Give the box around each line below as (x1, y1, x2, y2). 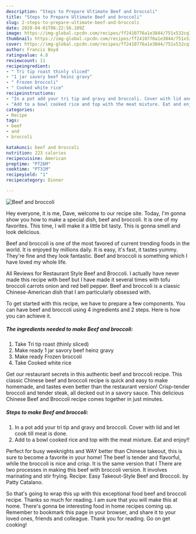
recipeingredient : (6, 63, 51, 69)
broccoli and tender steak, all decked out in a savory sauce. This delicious (6, 389, 184, 396)
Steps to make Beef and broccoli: (6, 409, 89, 416)
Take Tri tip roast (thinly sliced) (14, 341, 89, 348)
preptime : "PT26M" (6, 161, 51, 167)
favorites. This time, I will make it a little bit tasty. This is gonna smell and (6, 222, 181, 229)
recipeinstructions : (6, 90, 57, 96)
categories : (6, 107, 35, 113)
